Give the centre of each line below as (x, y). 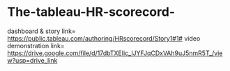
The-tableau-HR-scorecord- (91, 12)
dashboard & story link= (42, 31)
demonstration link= (36, 45)
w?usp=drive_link (32, 60)
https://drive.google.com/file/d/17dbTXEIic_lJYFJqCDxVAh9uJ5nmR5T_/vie (115, 53)
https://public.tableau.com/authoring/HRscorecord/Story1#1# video (104, 38)
